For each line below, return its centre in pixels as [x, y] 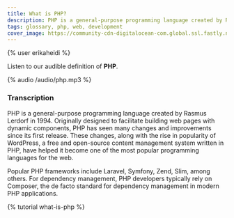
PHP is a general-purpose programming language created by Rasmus [107, 113]
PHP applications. [33, 193]
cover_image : [26, 33]
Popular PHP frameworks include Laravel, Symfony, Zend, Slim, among [109, 171]
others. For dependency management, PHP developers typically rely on [110, 178]
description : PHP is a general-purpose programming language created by [115, 20]
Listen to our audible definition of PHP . [63, 66]
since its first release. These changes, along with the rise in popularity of [111, 135]
